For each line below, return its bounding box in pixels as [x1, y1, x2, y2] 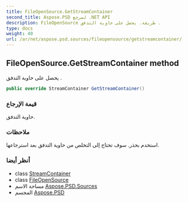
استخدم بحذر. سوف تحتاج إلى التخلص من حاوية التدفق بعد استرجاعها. [6, 141, 159, 149]
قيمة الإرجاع [6, 99, 37, 108]
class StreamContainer [14, 170, 71, 177]
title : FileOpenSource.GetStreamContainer [6, 8, 113, 15]
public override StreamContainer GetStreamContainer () [6, 86, 145, 91]
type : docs [6, 25, 33, 31]
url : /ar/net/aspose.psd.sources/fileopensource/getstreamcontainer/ [6, 36, 183, 42]
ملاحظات [6, 128, 30, 136]
